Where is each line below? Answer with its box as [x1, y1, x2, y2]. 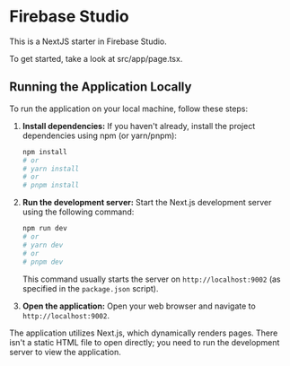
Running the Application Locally [9, 79, 192, 95]
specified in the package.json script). [22, 283, 159, 293]
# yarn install [22, 164, 80, 173]
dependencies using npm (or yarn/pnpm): [22, 130, 178, 141]
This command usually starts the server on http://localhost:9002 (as [22, 274, 281, 284]
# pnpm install [22, 181, 80, 190]
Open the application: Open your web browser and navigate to [22, 301, 256, 311]
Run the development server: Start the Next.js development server [22, 197, 272, 208]
